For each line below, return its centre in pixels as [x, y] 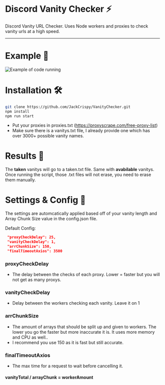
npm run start [20, 116]
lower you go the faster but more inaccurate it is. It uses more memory [83, 332]
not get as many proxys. [37, 280]
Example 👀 [27, 56]
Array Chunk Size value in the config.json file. [51, 219]
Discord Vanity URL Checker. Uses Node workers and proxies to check [77, 26]
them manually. [20, 180]
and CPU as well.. [30, 337]
